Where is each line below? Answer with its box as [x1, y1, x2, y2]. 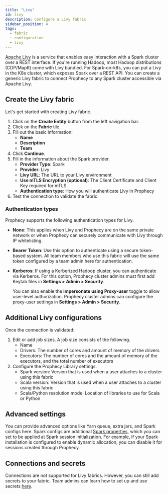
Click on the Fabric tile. [12, 124, 61, 130]
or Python [20, 395, 41, 401]
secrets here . [5, 483, 33, 489]
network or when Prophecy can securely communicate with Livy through [12, 232, 163, 238]
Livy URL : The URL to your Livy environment [20, 172, 112, 178]
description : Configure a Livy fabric [5, 17, 86, 22]
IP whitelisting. [12, 237, 43, 243]
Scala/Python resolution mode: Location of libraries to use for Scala [20, 390, 160, 396]
